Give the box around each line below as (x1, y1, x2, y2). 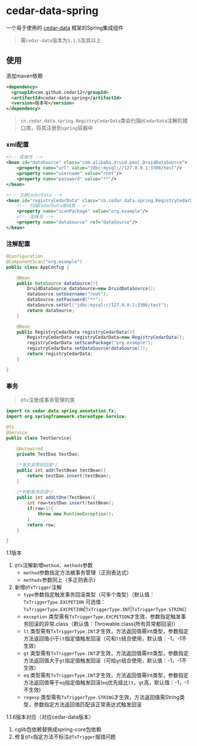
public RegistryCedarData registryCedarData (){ (16, 329, 135, 335)
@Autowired (16, 446, 43, 452)
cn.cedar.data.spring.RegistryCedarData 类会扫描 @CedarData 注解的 (20, 117, 183, 124)
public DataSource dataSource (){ (16, 280, 98, 286)
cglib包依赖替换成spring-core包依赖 (14, 726, 101, 733)
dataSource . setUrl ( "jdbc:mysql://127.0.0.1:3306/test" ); (27, 302, 169, 308)
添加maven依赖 (6, 72, 43, 79)
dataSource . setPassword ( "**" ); (27, 297, 104, 303)
